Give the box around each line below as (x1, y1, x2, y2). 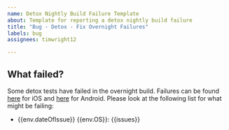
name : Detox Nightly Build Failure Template (7, 10, 139, 17)
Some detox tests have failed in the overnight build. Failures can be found (7, 87, 219, 95)
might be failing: (7, 101, 54, 110)
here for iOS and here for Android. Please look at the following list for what (7, 94, 222, 102)
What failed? (7, 68, 64, 80)
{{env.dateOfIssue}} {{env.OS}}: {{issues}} (17, 115, 140, 123)
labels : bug (7, 29, 42, 37)
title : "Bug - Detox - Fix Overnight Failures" (7, 23, 149, 30)
